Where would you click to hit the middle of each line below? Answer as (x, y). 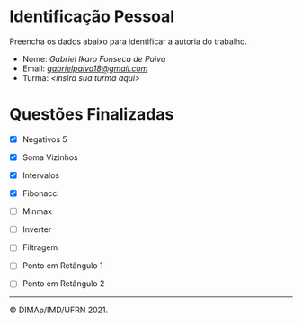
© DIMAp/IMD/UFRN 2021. (59, 310)
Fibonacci (40, 193)
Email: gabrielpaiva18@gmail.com (85, 68)
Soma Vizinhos (50, 157)
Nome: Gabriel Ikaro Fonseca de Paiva (94, 58)
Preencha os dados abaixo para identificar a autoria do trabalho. (129, 41)
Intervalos (41, 175)
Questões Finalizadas (92, 115)
